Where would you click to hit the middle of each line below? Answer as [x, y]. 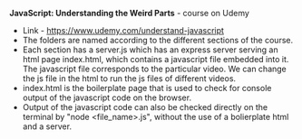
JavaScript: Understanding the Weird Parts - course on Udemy [129, 13]
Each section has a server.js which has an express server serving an [150, 50]
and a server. [47, 126]
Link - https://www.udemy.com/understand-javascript [123, 30]
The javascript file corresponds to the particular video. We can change [155, 69]
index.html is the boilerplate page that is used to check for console [147, 88]
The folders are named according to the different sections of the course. [157, 40]
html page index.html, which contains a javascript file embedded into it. [156, 59]
